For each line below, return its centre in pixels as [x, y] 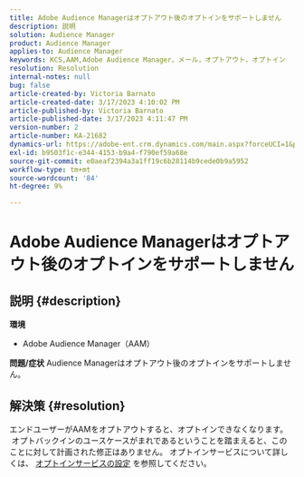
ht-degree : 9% [36, 187]
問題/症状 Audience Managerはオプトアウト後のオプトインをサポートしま [147, 363]
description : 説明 [43, 26]
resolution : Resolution [54, 69]
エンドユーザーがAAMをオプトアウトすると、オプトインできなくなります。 [148, 429]
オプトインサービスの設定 [83, 462]
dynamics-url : [36, 144]
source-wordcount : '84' [54, 178]
